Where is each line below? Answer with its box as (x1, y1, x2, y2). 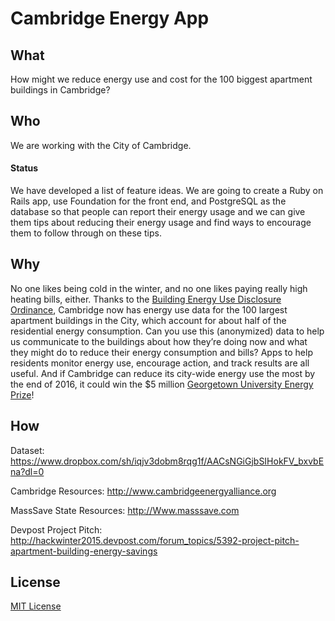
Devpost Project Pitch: (10, 523, 103, 536)
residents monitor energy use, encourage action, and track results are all (10, 357, 310, 369)
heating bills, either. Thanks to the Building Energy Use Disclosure (10, 293, 282, 305)
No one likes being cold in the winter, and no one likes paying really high (10, 282, 308, 294)
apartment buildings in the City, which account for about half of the (10, 314, 287, 326)
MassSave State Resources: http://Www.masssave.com (10, 504, 240, 516)
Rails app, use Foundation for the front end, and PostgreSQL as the (10, 195, 287, 207)
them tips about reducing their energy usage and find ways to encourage (10, 217, 312, 229)
